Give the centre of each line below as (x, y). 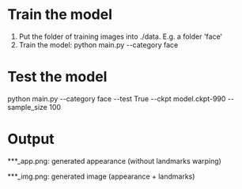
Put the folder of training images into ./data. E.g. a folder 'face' (121, 36)
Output (31, 139)
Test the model (57, 77)
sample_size (28, 107)
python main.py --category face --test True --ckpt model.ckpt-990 (117, 98)
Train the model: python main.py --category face (98, 44)
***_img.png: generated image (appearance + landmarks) (101, 176)
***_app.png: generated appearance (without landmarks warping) (115, 161)
